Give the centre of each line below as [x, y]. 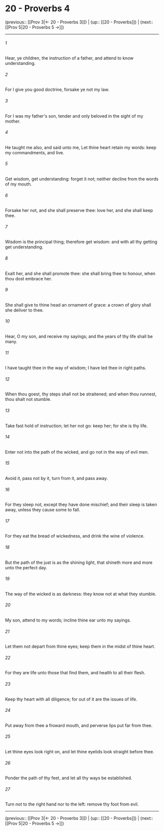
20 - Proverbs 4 [38, 9]
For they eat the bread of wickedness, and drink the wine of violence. [75, 536]
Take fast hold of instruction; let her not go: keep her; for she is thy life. [76, 426]
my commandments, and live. [35, 152]
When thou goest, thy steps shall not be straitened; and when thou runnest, [81, 394]
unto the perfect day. [26, 567]
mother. [13, 121]
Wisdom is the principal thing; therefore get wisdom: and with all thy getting [81, 242]
